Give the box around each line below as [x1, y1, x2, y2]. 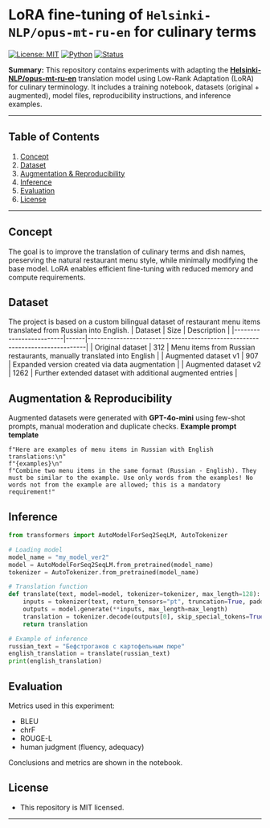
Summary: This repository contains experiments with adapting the [8, 64, 229, 74]
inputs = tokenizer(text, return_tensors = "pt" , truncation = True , [22, 598, 247, 606]
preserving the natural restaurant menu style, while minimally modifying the [8, 255, 259, 265]
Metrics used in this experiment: [8, 701, 115, 710]
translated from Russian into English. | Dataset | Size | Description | [8, 325, 231, 335]
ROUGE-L [19, 733, 53, 743]
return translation [22, 620, 88, 628]
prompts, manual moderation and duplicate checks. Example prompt [8, 421, 237, 432]
